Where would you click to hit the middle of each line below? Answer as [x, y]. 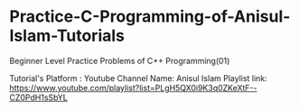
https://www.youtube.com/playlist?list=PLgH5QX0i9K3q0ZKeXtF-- [133, 88]
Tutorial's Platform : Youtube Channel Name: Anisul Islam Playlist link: [139, 78]
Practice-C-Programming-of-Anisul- [150, 17]
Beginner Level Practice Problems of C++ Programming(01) [120, 60]
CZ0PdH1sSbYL [38, 97]
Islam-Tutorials [67, 36]
